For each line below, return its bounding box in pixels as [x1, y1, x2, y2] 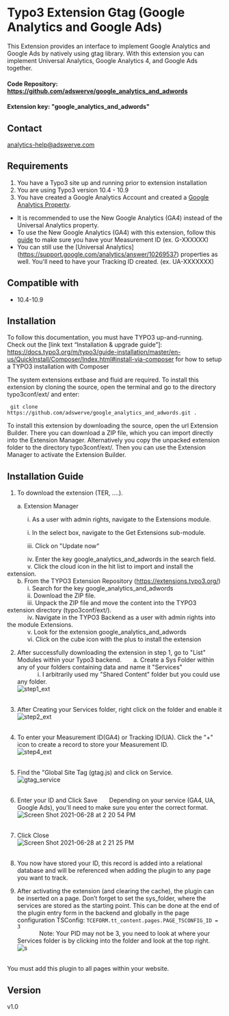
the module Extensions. [7, 621, 74, 629]
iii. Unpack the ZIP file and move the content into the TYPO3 [27, 599, 197, 607]
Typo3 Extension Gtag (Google [7, 5, 185, 21]
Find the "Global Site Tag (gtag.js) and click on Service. [16, 769, 173, 777]
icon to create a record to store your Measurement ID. [16, 741, 169, 749]
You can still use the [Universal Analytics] [16, 243, 135, 251]
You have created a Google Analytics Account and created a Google [16, 193, 209, 201]
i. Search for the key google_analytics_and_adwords [27, 584, 174, 593]
